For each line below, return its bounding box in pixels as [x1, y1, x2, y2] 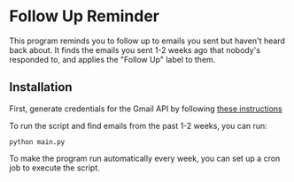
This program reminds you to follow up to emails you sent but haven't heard [9, 35, 286, 46]
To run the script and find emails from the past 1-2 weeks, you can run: [9, 120, 267, 131]
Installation [9, 80, 73, 95]
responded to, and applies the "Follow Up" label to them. [9, 54, 216, 64]
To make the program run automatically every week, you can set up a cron [9, 153, 281, 163]
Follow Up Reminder [9, 6, 160, 27]
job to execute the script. [9, 162, 100, 173]
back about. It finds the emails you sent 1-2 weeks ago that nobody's [9, 44, 261, 55]
